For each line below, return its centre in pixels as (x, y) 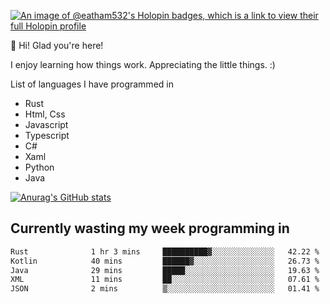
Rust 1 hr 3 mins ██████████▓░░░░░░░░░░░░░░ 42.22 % (165, 251)
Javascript (46, 124)
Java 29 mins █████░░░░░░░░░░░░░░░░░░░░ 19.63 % (165, 270)
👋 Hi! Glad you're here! (57, 45)
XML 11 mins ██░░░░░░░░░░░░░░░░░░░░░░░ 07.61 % (165, 280)
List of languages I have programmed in (92, 84)
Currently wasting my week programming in (150, 228)
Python (39, 167)
